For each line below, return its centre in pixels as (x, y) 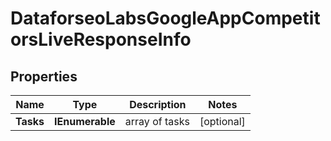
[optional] (222, 121)
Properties (44, 76)
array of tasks (157, 121)
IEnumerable (85, 121)
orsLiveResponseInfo (101, 39)
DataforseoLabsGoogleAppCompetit (165, 18)
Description (158, 104)
